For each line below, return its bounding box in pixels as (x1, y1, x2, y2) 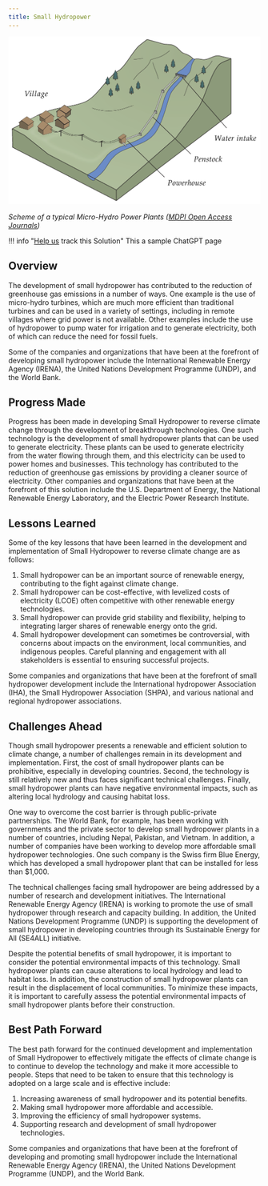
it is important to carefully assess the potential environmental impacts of (8, 992, 246, 1001)
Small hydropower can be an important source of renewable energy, (19, 571, 245, 580)
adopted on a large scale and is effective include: (8, 1078, 170, 1088)
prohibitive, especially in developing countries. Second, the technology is (8, 767, 250, 776)
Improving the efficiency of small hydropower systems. (19, 1111, 202, 1120)
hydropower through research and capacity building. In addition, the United (8, 908, 257, 918)
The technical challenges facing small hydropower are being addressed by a (8, 883, 260, 892)
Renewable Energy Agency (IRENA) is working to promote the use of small (8, 900, 254, 909)
